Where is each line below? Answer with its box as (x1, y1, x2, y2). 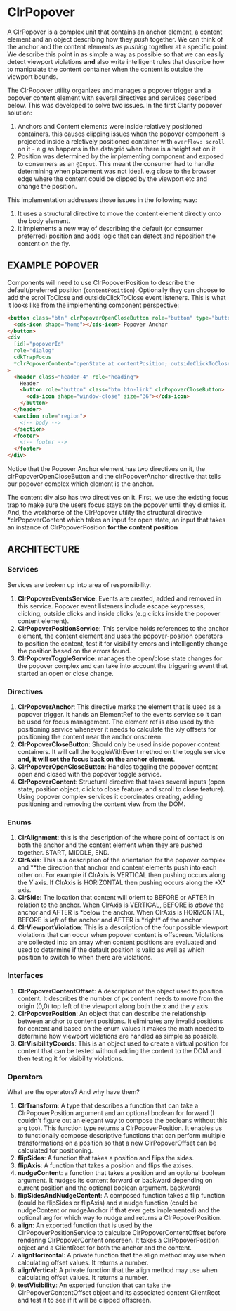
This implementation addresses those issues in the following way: (7, 195, 198, 204)
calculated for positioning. (17, 1146, 93, 1155)
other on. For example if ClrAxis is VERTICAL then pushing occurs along (17, 871, 226, 879)
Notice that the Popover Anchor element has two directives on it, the (7, 465, 206, 472)
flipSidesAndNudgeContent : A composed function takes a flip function (17, 1191, 225, 1199)
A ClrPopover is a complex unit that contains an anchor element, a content (7, 27, 223, 36)
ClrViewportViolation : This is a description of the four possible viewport (17, 923, 228, 931)
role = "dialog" (13, 347, 55, 354)
